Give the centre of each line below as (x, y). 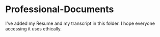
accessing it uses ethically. (34, 28)
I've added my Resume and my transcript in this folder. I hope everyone (80, 23)
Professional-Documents (60, 9)
